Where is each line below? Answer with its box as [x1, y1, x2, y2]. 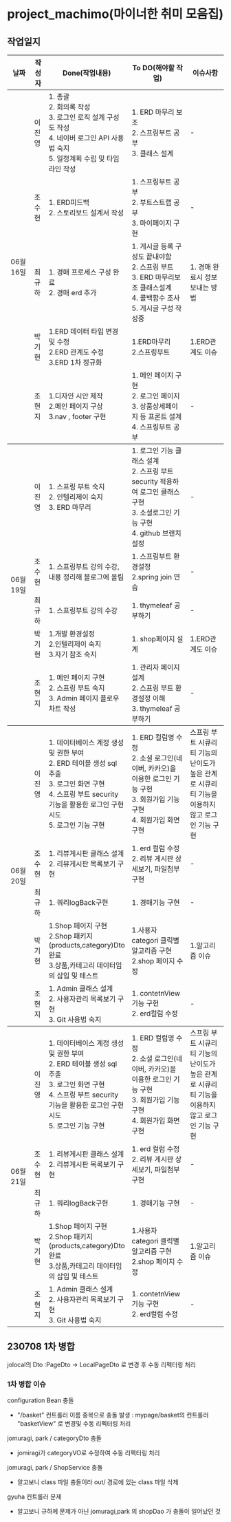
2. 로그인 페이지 [131, 392, 180, 400]
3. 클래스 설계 [131, 149, 174, 158]
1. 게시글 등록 [131, 242, 174, 251]
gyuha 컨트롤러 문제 [7, 1492, 62, 1501]
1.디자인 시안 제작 [48, 392, 103, 400]
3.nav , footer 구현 [48, 412, 107, 421]
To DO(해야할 [132, 63, 175, 72]
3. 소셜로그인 [131, 508, 172, 517]
